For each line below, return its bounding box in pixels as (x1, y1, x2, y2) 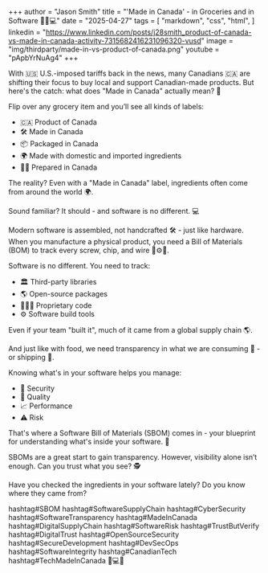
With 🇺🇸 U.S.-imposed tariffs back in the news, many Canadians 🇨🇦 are (8, 68, 251, 78)
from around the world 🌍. (8, 187, 94, 196)
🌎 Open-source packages (19, 289, 108, 298)
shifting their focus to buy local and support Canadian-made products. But (8, 78, 254, 87)
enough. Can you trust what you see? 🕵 (8, 461, 141, 471)
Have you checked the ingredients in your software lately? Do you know (8, 480, 246, 489)
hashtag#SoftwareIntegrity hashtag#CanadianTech (8, 546, 177, 556)
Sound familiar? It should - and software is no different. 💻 (8, 207, 200, 215)
